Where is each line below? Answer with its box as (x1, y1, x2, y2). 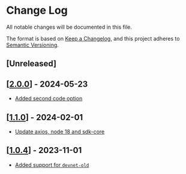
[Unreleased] (6, 59, 57, 69)
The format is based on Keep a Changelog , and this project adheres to (6, 35, 180, 42)
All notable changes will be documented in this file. (6, 23, 132, 30)
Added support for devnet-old (14, 161, 89, 168)
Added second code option (14, 95, 83, 102)
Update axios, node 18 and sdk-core (14, 128, 105, 135)
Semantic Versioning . (6, 41, 59, 48)
